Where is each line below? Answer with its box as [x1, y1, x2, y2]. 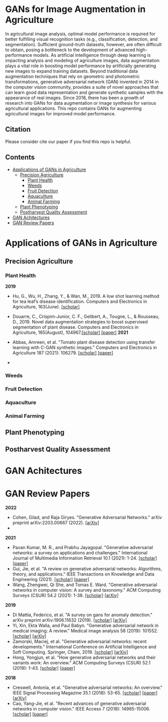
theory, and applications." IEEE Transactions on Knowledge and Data [12, 571, 154, 577]
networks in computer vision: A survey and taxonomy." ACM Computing [12, 587, 161, 593]
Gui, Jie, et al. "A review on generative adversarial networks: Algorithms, [12, 566, 162, 572]
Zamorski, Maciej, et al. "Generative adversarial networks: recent [12, 638, 147, 645]
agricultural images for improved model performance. [5, 110, 116, 116]
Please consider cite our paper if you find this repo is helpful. [5, 138, 131, 144]
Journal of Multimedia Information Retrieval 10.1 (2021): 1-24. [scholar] [12, 555, 157, 561]
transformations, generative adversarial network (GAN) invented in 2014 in [5, 79, 159, 85]
